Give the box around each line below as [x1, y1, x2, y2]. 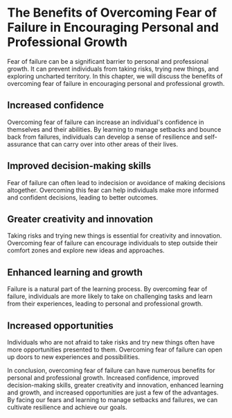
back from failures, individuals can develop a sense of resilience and [7, 132, 203, 141]
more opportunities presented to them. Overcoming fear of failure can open [7, 345, 223, 354]
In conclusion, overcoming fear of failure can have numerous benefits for [7, 366, 215, 374]
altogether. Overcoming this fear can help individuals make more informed [7, 186, 220, 194]
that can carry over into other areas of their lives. [38, 140, 179, 148]
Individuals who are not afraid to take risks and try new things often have [7, 338, 215, 346]
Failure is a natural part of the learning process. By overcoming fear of [7, 285, 208, 293]
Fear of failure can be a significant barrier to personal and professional [7, 57, 209, 65]
